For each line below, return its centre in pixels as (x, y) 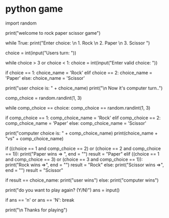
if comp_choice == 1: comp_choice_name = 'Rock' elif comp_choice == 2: (83, 118)
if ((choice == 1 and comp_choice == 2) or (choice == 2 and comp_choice (83, 148)
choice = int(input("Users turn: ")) (41, 53)
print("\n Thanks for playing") (36, 210)
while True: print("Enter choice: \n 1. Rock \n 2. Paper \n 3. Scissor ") (78, 43)
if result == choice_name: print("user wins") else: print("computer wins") (82, 180)
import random (21, 23)
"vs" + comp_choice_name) (35, 138)
